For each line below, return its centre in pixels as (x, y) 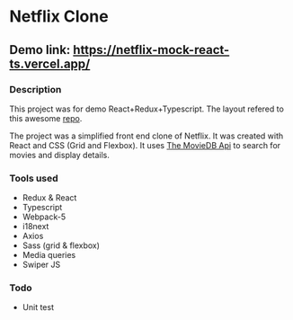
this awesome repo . (46, 118)
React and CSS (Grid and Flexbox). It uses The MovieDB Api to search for (145, 145)
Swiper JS (41, 265)
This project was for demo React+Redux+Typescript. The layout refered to (147, 109)
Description (36, 89)
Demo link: (40, 50)
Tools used (34, 178)
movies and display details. (60, 155)
